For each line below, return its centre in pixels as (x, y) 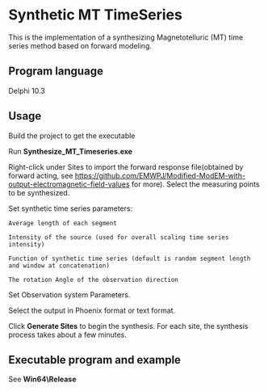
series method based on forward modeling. (80, 45)
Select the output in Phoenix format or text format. (92, 310)
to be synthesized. (39, 192)
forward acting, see (41, 175)
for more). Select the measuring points (196, 184)
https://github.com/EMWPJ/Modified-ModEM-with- (160, 175)
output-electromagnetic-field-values (69, 184)
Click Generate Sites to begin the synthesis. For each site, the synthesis (128, 326)
